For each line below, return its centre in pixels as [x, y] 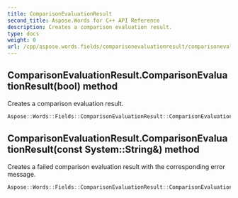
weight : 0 [22, 40]
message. [22, 174]
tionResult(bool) [44, 87]
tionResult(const [45, 150]
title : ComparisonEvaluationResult [60, 14]
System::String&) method [142, 150]
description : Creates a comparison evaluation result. [90, 27]
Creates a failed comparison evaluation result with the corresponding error [116, 166]
